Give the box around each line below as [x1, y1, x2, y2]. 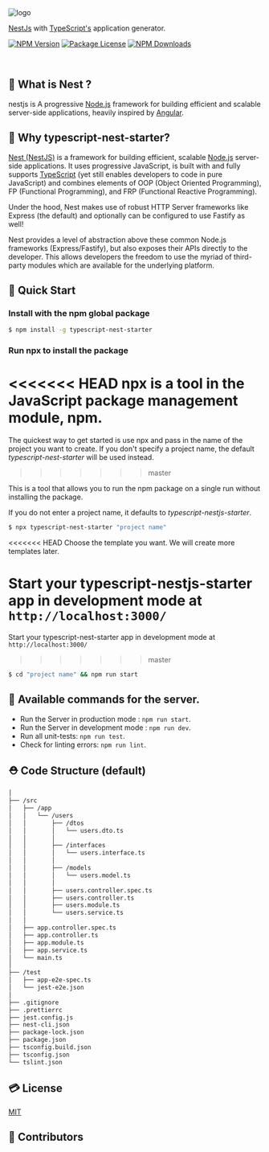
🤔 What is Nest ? [8, 78, 92, 92]
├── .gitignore [8, 998, 59, 1006]
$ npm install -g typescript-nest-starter [8, 326, 153, 334]
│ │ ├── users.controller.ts [8, 894, 135, 902]
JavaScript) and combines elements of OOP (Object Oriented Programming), [8, 178, 262, 187]
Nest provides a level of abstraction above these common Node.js [8, 235, 227, 244]
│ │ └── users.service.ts [8, 908, 124, 917]
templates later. [8, 546, 59, 556]
